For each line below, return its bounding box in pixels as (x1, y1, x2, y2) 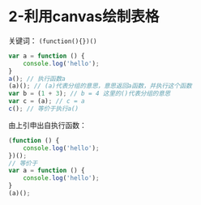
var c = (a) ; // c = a (8, 97, 85, 105)
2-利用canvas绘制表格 (8, 7, 160, 26)
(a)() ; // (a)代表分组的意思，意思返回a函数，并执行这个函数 (8, 82, 192, 90)
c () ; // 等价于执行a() (8, 105, 79, 113)
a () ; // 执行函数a (8, 75, 66, 83)
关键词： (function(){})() (8, 36, 97, 45)
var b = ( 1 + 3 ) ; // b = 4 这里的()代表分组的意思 (8, 90, 171, 98)
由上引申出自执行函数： (8, 120, 87, 130)
